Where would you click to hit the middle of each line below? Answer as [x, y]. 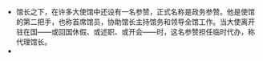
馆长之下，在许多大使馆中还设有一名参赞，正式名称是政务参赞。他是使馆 [135, 12]
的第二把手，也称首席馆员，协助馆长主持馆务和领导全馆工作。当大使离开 [135, 22]
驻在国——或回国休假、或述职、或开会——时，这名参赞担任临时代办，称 [135, 32]
